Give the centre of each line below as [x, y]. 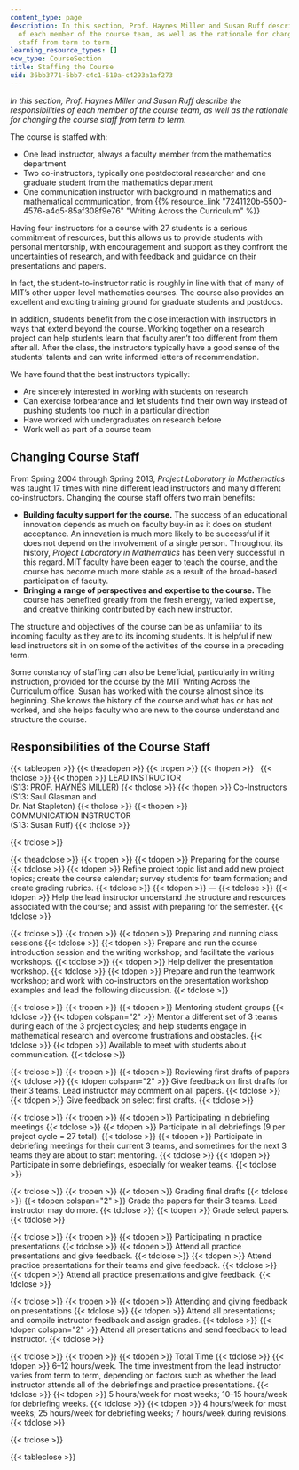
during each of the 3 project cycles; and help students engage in [128, 1026]
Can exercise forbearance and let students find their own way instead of [155, 400]
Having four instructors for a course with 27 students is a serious [129, 228]
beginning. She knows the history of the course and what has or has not [142, 700]
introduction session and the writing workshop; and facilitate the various [142, 952]
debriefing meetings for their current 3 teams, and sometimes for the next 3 [149, 1146]
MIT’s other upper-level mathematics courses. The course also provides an [147, 292]
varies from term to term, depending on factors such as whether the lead [143, 1376]
